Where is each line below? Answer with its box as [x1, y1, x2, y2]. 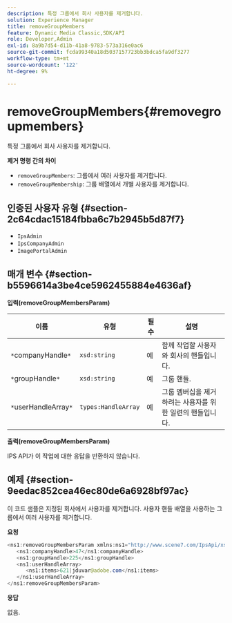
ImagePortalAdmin [17, 248, 68, 255]
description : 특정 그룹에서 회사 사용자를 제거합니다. [7, 10, 144, 17]
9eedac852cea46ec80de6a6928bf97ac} [7, 485, 189, 497]
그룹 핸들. [162, 374, 191, 384]
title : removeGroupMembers [7, 23, 85, 30]
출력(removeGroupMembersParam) [7, 437, 110, 445]
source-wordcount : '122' [7, 61, 79, 68]
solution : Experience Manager [7, 17, 95, 23]
